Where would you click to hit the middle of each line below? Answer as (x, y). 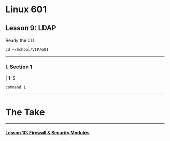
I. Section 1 (19, 67)
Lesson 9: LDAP (31, 28)
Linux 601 (26, 9)
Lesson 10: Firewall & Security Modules (47, 132)
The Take (25, 112)
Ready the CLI (20, 40)
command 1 (16, 87)
